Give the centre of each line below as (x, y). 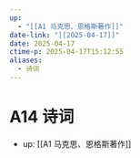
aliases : (26, 60)
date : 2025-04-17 (42, 43)
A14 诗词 (42, 117)
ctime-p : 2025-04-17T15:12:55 (67, 52)
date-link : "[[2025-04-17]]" (65, 35)
